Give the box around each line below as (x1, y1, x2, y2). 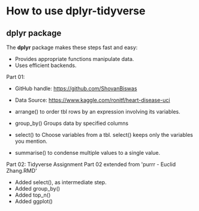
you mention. (14, 137, 48, 145)
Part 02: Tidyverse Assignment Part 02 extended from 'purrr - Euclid (6, 161, 176, 168)
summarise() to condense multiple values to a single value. (14, 149, 161, 156)
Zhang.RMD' (6, 167, 37, 174)
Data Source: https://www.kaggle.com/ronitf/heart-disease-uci (14, 97, 170, 103)
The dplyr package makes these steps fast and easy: (6, 44, 138, 51)
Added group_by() (14, 185, 61, 192)
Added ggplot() (14, 198, 53, 204)
